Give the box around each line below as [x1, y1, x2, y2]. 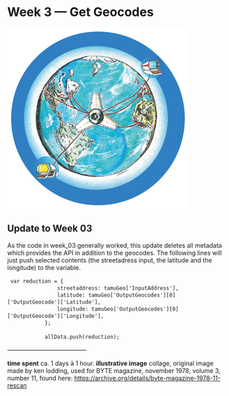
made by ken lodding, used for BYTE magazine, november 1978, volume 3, [7, 366, 221, 374]
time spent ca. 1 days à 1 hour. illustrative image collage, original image [7, 359, 214, 367]
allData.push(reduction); [44, 333, 120, 340]
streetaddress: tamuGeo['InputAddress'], [56, 285, 179, 292]
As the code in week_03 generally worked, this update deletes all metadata [7, 241, 223, 249]
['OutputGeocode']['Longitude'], [7, 312, 104, 319]
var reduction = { [10, 278, 64, 285]
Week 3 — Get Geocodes [7, 4, 155, 20]
